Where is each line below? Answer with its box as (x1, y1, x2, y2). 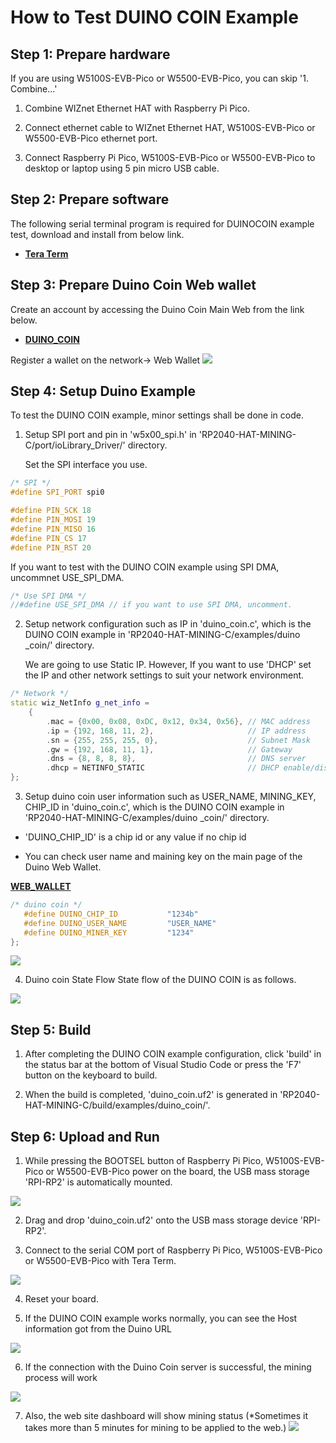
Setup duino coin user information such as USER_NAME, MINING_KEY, (24, 791, 317, 803)
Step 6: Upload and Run (10, 1128, 160, 1145)
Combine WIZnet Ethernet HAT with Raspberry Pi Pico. (24, 102, 251, 114)
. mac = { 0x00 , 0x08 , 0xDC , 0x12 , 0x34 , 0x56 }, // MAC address (46, 716, 311, 726)
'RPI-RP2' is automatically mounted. (24, 1176, 173, 1188)
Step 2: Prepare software (10, 191, 170, 208)
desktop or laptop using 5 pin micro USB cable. (24, 162, 220, 174)
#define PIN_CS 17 (10, 533, 87, 543)
